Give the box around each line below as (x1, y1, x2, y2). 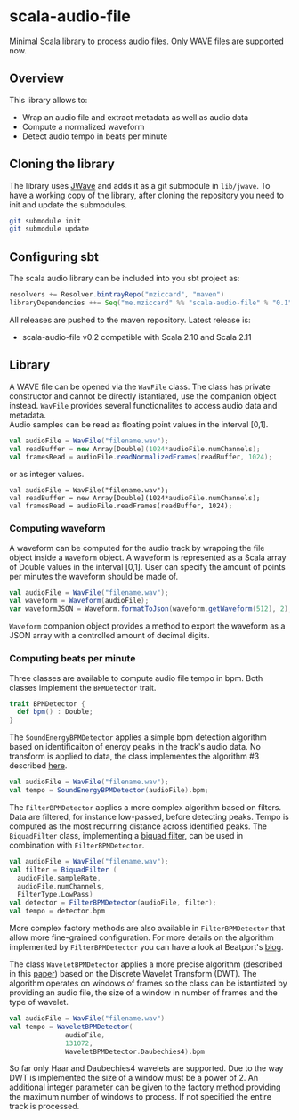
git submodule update (9, 224, 90, 233)
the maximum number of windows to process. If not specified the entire (9, 1092, 271, 1102)
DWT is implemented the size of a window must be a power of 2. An (9, 1073, 259, 1083)
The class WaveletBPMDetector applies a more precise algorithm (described (9, 959, 283, 970)
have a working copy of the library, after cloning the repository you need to (9, 190, 285, 200)
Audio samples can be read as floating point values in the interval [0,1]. (9, 418, 269, 429)
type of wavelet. (9, 997, 69, 1008)
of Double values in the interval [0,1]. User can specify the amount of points (9, 561, 287, 572)
